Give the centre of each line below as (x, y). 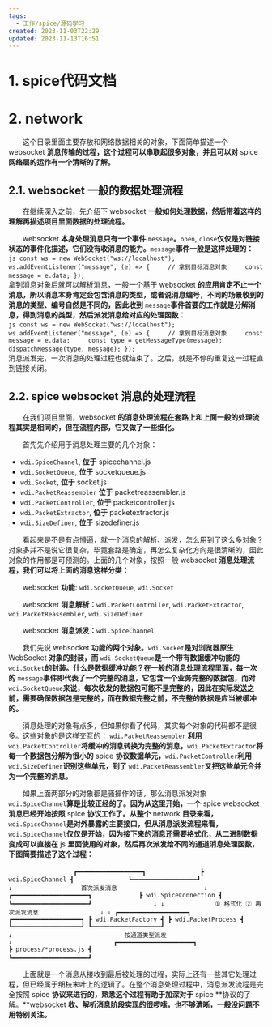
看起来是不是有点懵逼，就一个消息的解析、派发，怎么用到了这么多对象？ (143, 540)
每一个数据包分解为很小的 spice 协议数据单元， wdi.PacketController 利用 (130, 756)
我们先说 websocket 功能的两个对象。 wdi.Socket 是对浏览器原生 (128, 648)
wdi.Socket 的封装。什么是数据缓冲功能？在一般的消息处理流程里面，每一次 (133, 668)
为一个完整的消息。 (40, 776)
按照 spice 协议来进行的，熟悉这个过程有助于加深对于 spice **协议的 (130, 994)
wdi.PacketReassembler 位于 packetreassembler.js (103, 492)
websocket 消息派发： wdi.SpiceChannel (89, 630)
